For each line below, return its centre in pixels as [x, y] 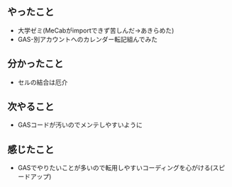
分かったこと [35, 64]
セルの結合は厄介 [43, 82]
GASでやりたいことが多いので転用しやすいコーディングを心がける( [115, 168]
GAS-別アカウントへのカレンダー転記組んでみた [88, 39]
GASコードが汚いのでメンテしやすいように [80, 125]
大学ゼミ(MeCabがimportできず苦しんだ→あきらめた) [96, 30]
